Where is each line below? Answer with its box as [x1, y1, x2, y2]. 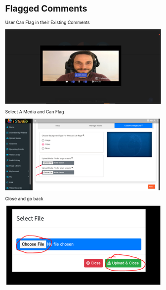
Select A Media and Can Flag [5, 109, 64, 115]
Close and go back [5, 196, 43, 202]
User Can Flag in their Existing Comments [5, 19, 90, 25]
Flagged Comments [5, 3, 87, 14]
